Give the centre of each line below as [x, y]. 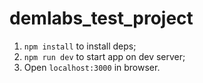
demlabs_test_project [101, 18]
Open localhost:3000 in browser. [92, 67]
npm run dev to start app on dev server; [104, 56]
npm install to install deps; [80, 46]
